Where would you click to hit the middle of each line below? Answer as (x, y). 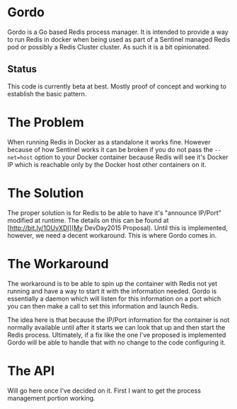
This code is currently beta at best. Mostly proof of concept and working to (117, 86)
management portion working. (51, 398)
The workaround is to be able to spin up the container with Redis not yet (112, 283)
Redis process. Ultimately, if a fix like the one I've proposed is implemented (117, 335)
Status (22, 69)
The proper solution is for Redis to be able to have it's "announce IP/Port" (114, 212)
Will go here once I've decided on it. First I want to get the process (104, 391)
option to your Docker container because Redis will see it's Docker (131, 157)
